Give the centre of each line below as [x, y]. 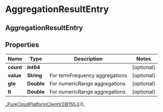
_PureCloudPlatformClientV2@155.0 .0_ [45, 104]
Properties [22, 44]
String [34, 75]
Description [89, 59]
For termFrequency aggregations [88, 75]
